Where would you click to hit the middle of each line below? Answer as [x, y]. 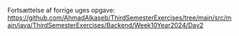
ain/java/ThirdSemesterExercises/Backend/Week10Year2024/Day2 [106, 25]
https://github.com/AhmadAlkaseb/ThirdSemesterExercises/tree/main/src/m [119, 18]
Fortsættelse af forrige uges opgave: [61, 10]
